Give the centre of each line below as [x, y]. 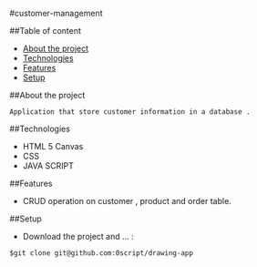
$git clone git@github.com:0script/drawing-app [102, 253]
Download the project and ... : [78, 236]
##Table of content [46, 31]
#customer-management [56, 13]
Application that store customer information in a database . [130, 112]
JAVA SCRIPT [48, 166]
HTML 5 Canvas [53, 146]
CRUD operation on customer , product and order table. [127, 201]
